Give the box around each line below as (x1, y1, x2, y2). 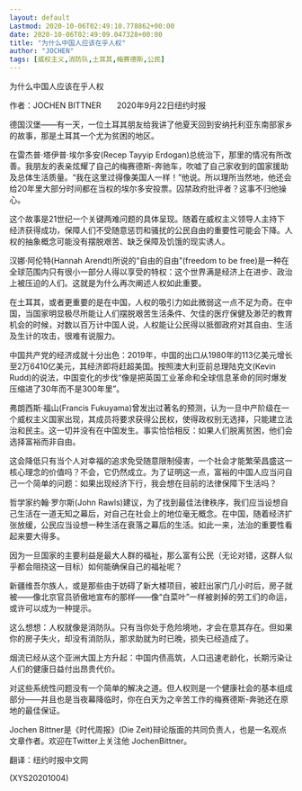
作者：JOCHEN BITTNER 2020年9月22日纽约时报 (9, 100, 207, 111)
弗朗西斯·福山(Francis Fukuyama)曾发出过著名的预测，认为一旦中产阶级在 (9, 402, 282, 413)
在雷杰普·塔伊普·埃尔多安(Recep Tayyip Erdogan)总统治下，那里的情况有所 (9, 149, 285, 160)
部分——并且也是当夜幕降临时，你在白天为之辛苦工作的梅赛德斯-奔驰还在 (9, 694, 281, 705)
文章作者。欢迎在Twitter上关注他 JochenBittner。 (9, 735, 191, 746)
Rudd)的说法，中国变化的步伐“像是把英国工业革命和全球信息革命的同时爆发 (9, 373, 288, 382)
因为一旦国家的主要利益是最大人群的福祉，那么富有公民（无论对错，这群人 (9, 550, 285, 561)
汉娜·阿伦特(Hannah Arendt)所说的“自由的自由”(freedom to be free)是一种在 (9, 256, 289, 265)
